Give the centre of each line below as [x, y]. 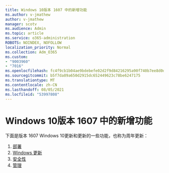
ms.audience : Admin [26, 29]
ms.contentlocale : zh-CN [31, 85]
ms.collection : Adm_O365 [31, 52]
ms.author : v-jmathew [28, 15]
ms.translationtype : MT [30, 80]
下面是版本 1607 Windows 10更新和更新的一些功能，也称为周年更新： [77, 136]
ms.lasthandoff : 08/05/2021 [35, 90]
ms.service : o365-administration [40, 38]
